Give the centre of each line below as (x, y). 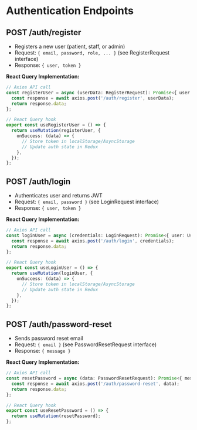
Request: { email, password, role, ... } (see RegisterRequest (92, 53)
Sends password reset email (49, 339)
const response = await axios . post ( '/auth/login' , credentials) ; (93, 241)
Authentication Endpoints (70, 11)
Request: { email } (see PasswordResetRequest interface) (86, 344)
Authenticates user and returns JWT (58, 196)
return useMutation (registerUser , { (56, 131)
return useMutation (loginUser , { (52, 274)
